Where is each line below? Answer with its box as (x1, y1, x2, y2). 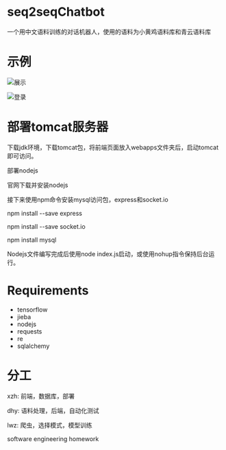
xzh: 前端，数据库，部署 (7, 392, 75, 400)
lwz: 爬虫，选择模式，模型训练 (7, 421, 92, 429)
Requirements (7, 283, 89, 298)
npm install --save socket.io (7, 222, 86, 230)
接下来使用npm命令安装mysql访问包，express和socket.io (7, 195, 169, 203)
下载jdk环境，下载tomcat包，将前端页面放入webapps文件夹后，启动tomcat (7, 143, 219, 151)
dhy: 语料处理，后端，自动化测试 (7, 406, 99, 414)
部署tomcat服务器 (7, 119, 108, 135)
